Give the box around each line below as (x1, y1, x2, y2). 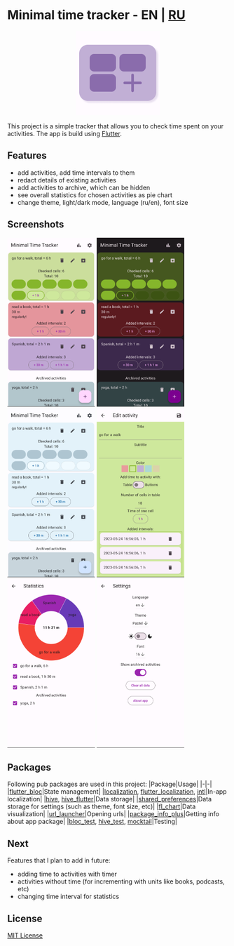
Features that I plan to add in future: (7, 856, 111, 865)
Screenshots (7, 218, 64, 231)
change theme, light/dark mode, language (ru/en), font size (17, 198, 188, 206)
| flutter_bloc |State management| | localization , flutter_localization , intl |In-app (7, 787, 227, 796)
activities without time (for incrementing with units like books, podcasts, (17, 877, 226, 886)
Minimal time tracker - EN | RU (7, 7, 186, 23)
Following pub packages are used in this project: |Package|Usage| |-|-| (7, 780, 212, 789)
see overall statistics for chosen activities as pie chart (17, 190, 173, 199)
